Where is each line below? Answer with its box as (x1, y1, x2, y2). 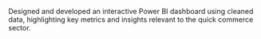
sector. (8, 23, 31, 32)
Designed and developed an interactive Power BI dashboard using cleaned (8, 7, 254, 16)
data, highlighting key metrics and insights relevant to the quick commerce (8, 15, 254, 24)
